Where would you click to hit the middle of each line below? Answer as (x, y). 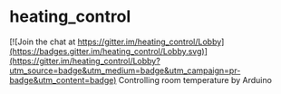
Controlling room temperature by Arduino (195, 80)
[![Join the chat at (43, 42)
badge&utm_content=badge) (63, 80)
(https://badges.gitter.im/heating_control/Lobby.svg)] (109, 51)
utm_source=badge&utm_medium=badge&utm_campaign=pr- (125, 70)
